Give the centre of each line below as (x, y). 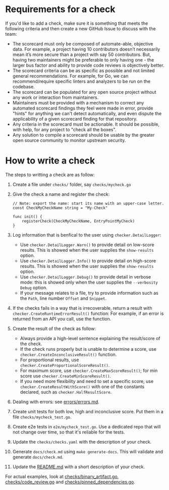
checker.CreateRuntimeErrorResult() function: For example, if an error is (88, 313)
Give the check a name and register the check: (61, 194)
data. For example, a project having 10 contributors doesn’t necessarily (86, 49)
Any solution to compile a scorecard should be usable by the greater (83, 135)
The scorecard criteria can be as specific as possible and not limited (83, 70)
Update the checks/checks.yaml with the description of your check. (82, 442)
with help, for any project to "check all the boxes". (64, 129)
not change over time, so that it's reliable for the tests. (69, 432)
